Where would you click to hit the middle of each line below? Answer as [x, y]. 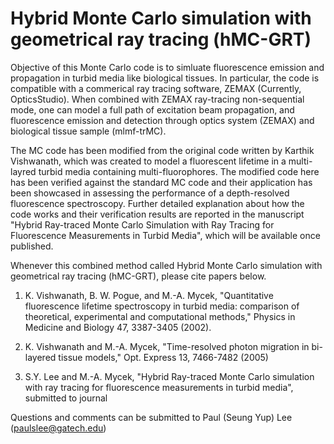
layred [23, 171]
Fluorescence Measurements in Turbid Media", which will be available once [165, 235]
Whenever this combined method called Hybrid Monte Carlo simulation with [166, 265]
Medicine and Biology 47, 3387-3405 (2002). [118, 327]
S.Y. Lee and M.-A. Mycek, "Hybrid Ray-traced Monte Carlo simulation [169, 376]
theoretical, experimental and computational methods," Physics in [160, 316]
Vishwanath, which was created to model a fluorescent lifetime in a [148, 161]
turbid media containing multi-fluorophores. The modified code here [179, 171]
